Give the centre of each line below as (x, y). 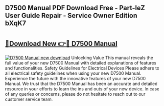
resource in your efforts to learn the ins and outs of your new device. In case (82, 89)
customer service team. (29, 99)
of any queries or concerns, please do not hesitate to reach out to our (75, 94)
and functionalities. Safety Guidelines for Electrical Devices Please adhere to (82, 68)
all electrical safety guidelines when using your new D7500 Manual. (73, 73)
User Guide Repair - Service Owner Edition (71, 16)
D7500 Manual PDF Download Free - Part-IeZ (75, 8)
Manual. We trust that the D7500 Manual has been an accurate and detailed (81, 84)
